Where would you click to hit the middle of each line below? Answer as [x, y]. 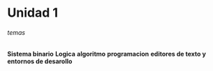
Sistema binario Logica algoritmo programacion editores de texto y [106, 54]
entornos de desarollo [40, 61]
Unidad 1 [32, 13]
